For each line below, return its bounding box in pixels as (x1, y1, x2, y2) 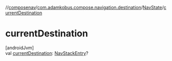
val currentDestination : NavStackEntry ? (5, 50, 89, 56)
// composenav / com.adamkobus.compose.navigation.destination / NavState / (5, 5, 164, 10)
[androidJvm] (5, 45, 34, 51)
